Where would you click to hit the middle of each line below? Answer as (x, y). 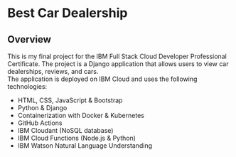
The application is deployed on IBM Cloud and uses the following (102, 79)
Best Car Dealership (68, 13)
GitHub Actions (40, 123)
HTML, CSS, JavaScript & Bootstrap (70, 100)
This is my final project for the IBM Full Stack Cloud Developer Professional (117, 56)
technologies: (27, 86)
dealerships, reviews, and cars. (53, 71)
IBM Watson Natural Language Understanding (85, 146)
